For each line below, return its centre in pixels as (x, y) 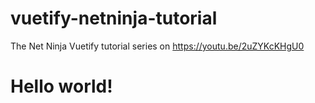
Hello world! (61, 86)
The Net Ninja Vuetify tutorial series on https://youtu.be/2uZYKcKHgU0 (157, 46)
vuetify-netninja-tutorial (114, 18)
